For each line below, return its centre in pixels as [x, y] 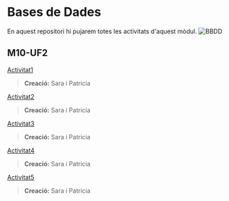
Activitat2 [21, 96]
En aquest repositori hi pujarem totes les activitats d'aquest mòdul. [102, 31]
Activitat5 [21, 177]
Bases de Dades [54, 12]
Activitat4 [21, 150]
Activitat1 [20, 69]
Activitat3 [21, 123]
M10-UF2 [28, 53]
